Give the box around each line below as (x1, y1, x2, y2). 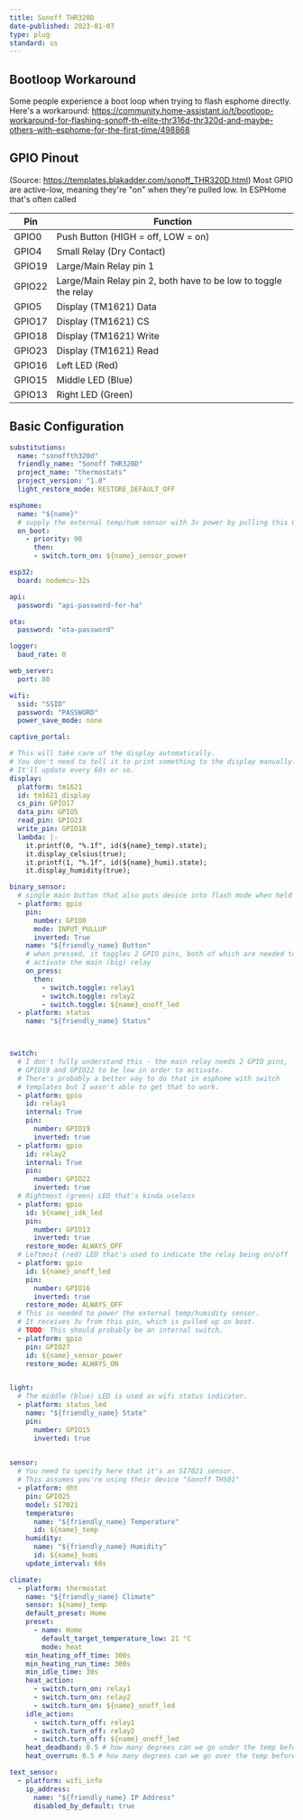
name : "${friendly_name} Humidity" (32, 1542, 168, 1552)
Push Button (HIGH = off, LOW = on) (56, 230, 210, 243)
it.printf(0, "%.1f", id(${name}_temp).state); (25, 841, 207, 850)
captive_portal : (9, 733, 70, 742)
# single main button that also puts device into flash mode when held (17, 891, 293, 901)
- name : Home (32, 1626, 83, 1635)
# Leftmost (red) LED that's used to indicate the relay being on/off (17, 1251, 289, 1260)
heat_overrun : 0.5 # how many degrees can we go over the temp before (25, 1751, 297, 1760)
